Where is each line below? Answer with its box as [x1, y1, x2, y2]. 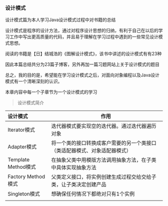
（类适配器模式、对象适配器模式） [51, 147, 131, 154]
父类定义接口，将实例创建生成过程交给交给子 [51, 173, 156, 180]
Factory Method [7, 173, 45, 180]
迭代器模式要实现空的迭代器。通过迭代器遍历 [51, 123, 156, 130]
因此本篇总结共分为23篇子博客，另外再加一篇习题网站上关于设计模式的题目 [5, 61, 160, 67]
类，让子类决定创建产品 [51, 181, 106, 188]
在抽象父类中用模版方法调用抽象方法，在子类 [51, 157, 156, 164]
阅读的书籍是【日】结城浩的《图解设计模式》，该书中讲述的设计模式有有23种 [5, 51, 162, 57]
